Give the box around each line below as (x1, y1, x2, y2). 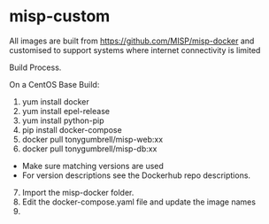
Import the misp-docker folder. (21, 187, 134, 197)
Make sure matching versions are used (21, 160, 164, 171)
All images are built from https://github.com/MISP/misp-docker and (9, 35, 255, 46)
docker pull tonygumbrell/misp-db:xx (21, 143, 158, 154)
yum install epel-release (21, 105, 111, 116)
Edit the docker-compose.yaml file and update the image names (21, 197, 257, 207)
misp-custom (9, 6, 111, 27)
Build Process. (9, 62, 62, 73)
